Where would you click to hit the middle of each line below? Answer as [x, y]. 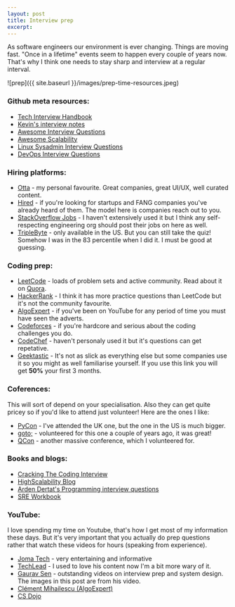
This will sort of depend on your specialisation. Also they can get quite [109, 404]
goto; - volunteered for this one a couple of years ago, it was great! [114, 433]
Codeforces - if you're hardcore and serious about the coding [107, 326]
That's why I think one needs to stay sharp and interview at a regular [106, 62]
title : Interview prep [40, 20]
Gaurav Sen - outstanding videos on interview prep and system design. [120, 574]
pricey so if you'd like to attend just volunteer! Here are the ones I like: [108, 412]
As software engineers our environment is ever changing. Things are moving [118, 47]
